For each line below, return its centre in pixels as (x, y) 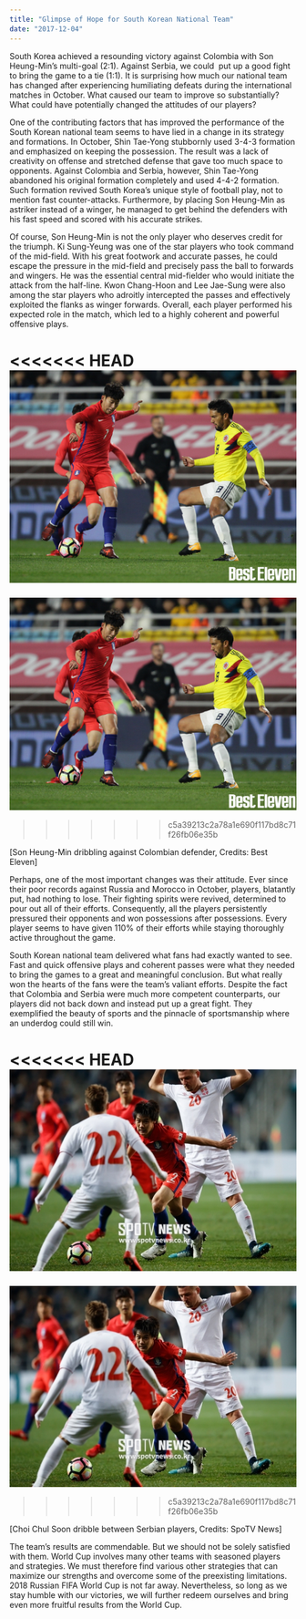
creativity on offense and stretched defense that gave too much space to (147, 160)
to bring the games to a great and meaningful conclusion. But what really (146, 974)
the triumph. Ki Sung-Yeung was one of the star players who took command (152, 246)
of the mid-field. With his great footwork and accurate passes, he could (143, 256)
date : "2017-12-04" (46, 29)
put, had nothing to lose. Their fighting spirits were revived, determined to (148, 899)
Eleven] (24, 862)
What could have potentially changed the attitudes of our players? (133, 104)
